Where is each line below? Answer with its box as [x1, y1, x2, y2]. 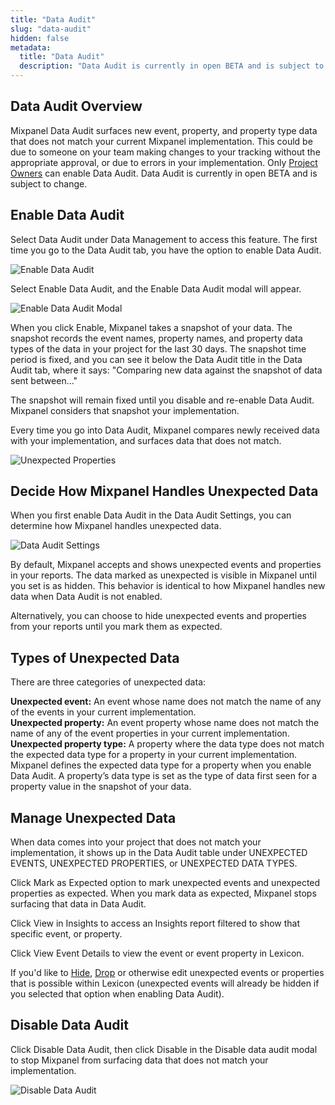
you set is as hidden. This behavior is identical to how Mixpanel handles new [10, 580, 326, 592]
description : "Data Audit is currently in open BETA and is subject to [19, 61, 325, 71]
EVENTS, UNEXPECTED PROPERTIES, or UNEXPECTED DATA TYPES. [10, 857, 298, 870]
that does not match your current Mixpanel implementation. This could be [10, 135, 313, 147]
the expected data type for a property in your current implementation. [10, 749, 298, 761]
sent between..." [10, 374, 78, 386]
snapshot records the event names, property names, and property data [10, 332, 303, 344]
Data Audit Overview [10, 98, 143, 115]
